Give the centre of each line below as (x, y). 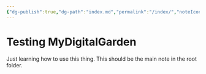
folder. (14, 65)
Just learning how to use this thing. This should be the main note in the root (102, 59)
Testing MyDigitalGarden (71, 42)
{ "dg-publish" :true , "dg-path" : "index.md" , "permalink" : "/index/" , (91, 12)
